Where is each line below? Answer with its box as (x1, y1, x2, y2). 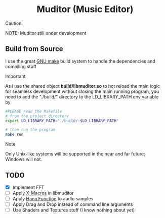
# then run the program (5, 127, 56, 132)
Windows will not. (5, 156, 42, 162)
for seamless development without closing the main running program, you (5, 88, 159, 94)
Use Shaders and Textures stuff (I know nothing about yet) (12, 207, 135, 213)
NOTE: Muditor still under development (5, 30, 87, 36)
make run (5, 132, 24, 137)
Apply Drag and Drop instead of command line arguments (12, 201, 133, 207)
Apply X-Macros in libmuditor (12, 190, 74, 196)
